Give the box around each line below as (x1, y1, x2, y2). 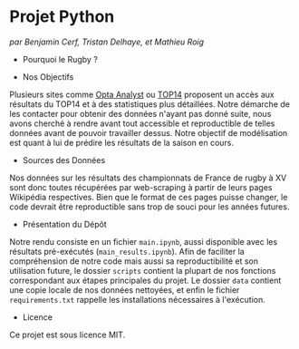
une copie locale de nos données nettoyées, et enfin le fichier (9, 284, 240, 296)
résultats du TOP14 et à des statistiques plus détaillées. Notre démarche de (9, 98, 290, 110)
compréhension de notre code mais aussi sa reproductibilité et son (9, 256, 258, 267)
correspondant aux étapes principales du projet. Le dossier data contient (9, 275, 282, 286)
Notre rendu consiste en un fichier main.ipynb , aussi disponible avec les (9, 236, 278, 247)
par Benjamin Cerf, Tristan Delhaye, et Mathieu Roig (9, 36, 205, 47)
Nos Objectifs (22, 71, 74, 82)
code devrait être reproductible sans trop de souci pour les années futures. (9, 201, 290, 212)
